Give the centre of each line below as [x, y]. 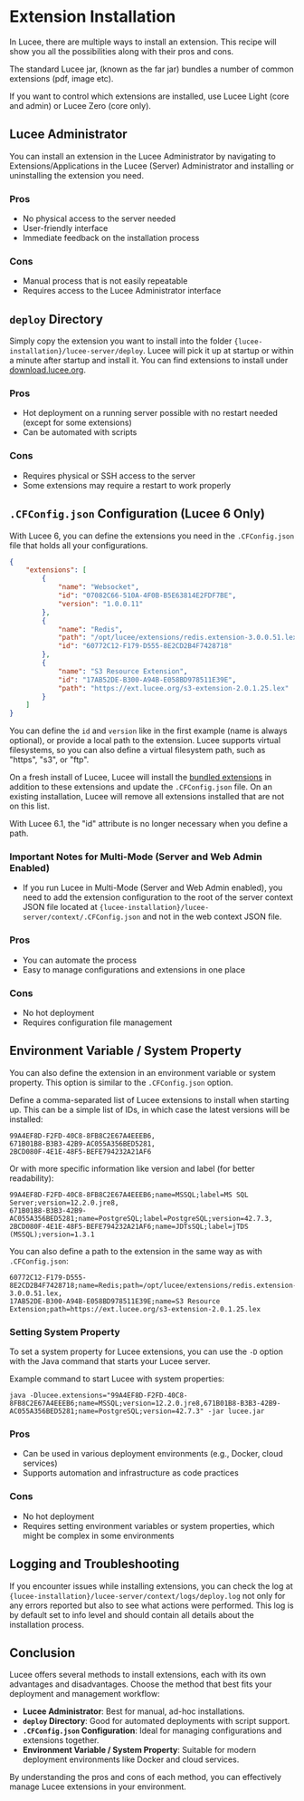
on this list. [29, 806]
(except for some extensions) [77, 422]
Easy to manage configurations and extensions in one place [134, 969]
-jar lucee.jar [236, 1411]
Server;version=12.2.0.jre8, [64, 1203]
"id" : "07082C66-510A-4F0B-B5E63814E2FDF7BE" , [147, 595]
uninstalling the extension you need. [77, 175]
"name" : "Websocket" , [99, 587]
